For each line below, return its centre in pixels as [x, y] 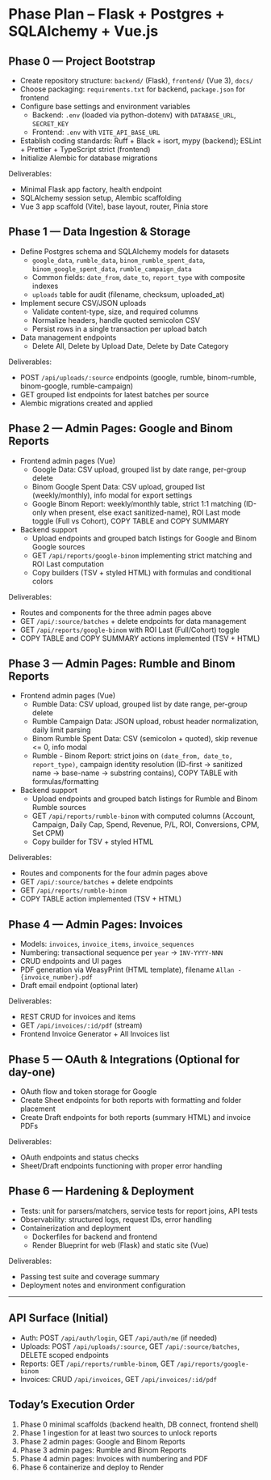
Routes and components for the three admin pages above [116, 613]
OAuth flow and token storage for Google [88, 1092]
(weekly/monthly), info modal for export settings [112, 495]
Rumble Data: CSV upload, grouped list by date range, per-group [140, 704]
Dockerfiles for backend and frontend [94, 1236]
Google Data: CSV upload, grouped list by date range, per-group [139, 469]
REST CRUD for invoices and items [77, 1017]
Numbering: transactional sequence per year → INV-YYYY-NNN [121, 952]
